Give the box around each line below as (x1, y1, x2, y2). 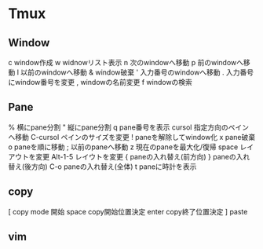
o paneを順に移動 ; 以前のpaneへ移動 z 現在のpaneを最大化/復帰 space (8, 142, 239, 152)
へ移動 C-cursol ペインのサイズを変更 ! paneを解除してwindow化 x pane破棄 (8, 132, 256, 141)
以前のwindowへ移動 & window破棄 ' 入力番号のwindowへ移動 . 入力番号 (20, 68, 254, 77)
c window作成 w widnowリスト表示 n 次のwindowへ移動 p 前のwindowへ (8, 58, 244, 67)
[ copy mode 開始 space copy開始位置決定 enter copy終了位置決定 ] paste (8, 207, 248, 216)
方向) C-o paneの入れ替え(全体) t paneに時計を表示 (31, 162, 197, 171)
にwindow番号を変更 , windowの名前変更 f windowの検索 (8, 78, 192, 86)
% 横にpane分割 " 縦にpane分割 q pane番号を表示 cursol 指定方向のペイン (8, 123, 250, 132)
